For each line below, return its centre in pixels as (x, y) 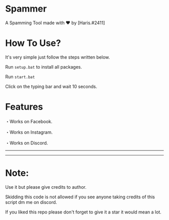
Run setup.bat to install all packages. (44, 67)
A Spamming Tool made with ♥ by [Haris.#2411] (55, 23)
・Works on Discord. (27, 143)
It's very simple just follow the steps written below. (58, 57)
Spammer (26, 9)
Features (24, 107)
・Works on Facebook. (29, 121)
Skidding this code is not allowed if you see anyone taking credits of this (80, 197)
